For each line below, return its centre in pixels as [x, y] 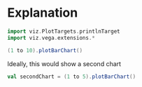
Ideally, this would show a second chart [64, 63]
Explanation [43, 13]
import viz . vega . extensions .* [51, 38]
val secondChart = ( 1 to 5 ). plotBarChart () [72, 77]
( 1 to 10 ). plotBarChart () [45, 50]
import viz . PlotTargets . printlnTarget [64, 31]
